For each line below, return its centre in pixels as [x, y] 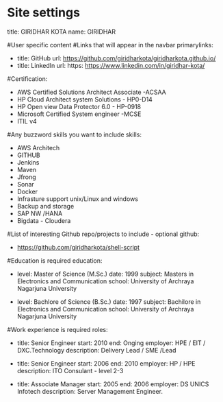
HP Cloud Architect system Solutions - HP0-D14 [84, 99]
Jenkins [28, 162]
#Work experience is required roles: [57, 329]
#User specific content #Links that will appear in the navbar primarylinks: [110, 45]
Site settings [44, 13]
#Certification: [27, 79]
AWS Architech [38, 147]
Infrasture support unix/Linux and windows [78, 199]
